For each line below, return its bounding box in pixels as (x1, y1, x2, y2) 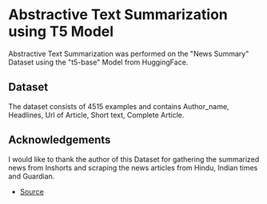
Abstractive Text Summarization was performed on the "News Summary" (8, 49, 249, 58)
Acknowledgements (8, 133, 111, 147)
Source (19, 186, 44, 196)
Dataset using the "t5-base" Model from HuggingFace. (8, 57, 189, 67)
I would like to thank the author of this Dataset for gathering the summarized (8, 154, 260, 164)
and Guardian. (8, 171, 55, 181)
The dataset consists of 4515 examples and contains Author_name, (8, 101, 229, 111)
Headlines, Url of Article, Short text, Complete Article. (8, 110, 185, 120)
